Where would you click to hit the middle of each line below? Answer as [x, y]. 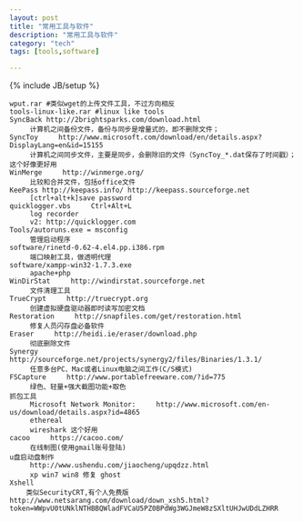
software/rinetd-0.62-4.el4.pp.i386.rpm [87, 248]
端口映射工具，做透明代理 [71, 257]
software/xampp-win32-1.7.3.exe [71, 266]
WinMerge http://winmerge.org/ [77, 173]
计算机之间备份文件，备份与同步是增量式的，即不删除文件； [125, 130]
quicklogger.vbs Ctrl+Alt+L [71, 206]
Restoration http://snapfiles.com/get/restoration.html [126, 316]
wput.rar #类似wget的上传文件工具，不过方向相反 [92, 104]
